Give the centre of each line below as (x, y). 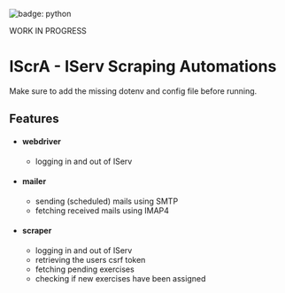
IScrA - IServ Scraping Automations (143, 67)
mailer (34, 181)
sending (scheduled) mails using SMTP (107, 201)
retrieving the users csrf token (90, 259)
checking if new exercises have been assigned (120, 278)
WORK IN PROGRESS (48, 31)
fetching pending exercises (85, 269)
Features (34, 119)
